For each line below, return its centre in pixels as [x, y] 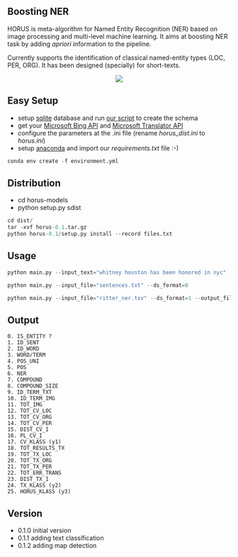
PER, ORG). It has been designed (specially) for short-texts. [94, 65]
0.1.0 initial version [44, 530]
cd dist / [20, 221]
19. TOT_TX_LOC [30, 454]
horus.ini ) [32, 140]
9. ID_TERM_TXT [30, 392]
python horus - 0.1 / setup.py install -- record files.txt [90, 234]
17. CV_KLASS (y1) [34, 442]
